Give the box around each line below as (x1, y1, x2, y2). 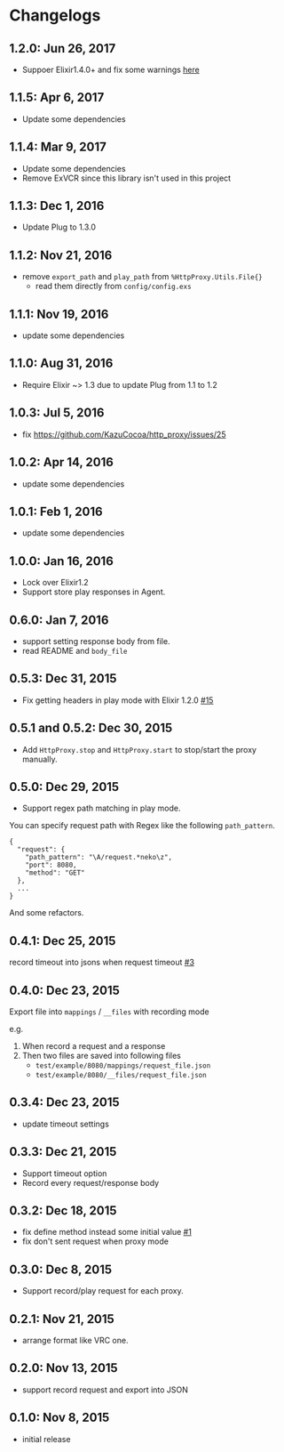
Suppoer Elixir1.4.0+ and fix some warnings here (21, 64, 200, 75)
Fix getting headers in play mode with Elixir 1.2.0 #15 (21, 695, 214, 706)
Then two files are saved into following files (21, 1051, 182, 1061)
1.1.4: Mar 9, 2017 (9, 140, 106, 155)
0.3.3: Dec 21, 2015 (9, 1144, 117, 1159)
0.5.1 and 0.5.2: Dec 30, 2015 (9, 721, 173, 736)
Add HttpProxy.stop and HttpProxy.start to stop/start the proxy (21, 744, 257, 754)
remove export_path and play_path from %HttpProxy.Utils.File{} (21, 271, 264, 282)
